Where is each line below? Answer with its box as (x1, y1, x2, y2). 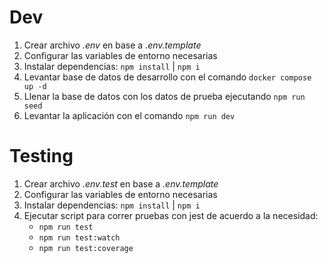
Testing (9, 145, 74, 168)
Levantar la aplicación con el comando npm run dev (23, 109, 236, 121)
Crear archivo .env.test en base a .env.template (23, 177, 219, 190)
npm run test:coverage (38, 243, 134, 253)
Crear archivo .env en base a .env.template (23, 39, 202, 51)
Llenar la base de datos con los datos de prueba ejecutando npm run (23, 90, 306, 102)
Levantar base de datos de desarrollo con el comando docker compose (23, 71, 312, 83)
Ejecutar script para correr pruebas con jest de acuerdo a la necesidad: (23, 209, 319, 221)
